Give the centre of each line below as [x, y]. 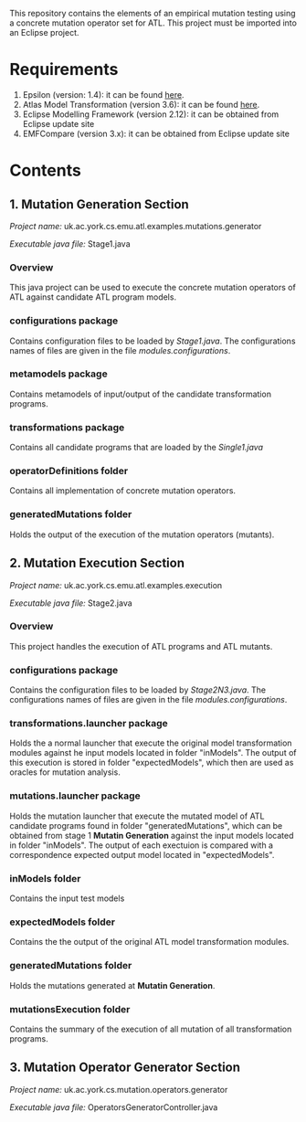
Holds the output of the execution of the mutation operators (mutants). [142, 535]
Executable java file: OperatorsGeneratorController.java [114, 1107]
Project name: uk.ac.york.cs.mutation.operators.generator [119, 1089]
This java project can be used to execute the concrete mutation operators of [153, 288]
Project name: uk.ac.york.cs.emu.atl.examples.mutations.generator [136, 226]
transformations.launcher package [89, 724]
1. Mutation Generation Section [99, 204]
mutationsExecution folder [70, 1009]
